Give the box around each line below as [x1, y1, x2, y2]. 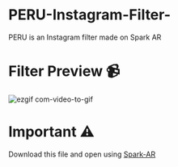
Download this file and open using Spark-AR [8, 149, 156, 159]
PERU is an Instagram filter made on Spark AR [8, 32, 162, 42]
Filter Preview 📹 [8, 62, 121, 81]
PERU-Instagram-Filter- [8, 6, 172, 24]
